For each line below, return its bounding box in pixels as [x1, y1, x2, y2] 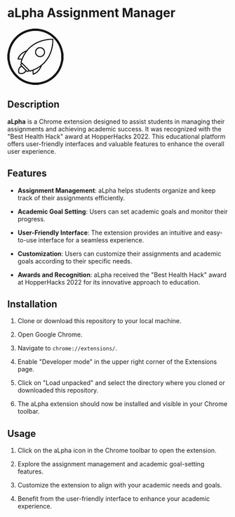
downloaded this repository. [17, 386, 99, 395]
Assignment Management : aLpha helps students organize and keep [17, 186, 216, 195]
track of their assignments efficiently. [17, 193, 126, 202]
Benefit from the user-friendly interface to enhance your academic [17, 495, 210, 503]
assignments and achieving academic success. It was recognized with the [7, 124, 222, 133]
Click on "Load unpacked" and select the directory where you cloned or [17, 379, 226, 387]
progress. [17, 214, 46, 223]
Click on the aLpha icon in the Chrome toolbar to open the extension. [17, 446, 217, 454]
